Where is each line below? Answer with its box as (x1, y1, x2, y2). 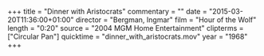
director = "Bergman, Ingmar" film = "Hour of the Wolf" (75, 15, 257, 24)
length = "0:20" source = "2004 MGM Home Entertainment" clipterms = (7, 24, 244, 32)
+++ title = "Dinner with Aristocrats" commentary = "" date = (7, 7, 208, 16)
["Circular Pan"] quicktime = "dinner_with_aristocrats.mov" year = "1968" (7, 32, 248, 41)
